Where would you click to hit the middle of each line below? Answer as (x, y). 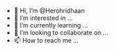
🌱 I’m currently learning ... (51, 25)
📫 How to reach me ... (46, 40)
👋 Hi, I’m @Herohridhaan (49, 11)
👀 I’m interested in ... (43, 18)
